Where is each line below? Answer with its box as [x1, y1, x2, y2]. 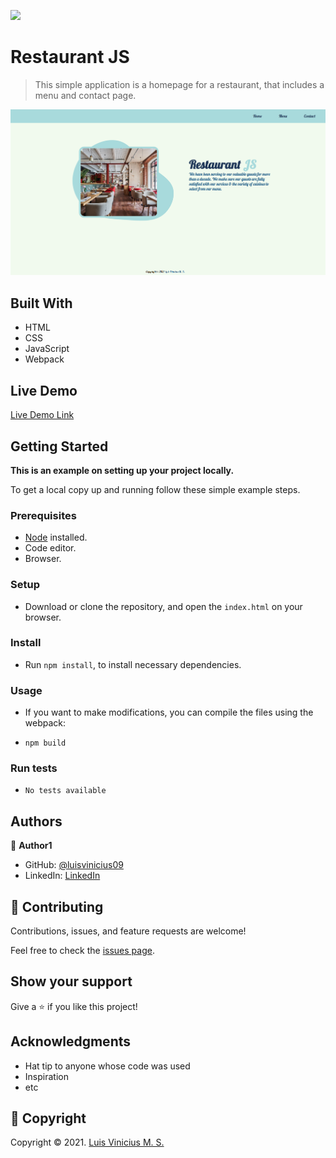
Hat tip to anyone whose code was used [24, 1060, 191, 1072]
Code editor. [24, 542, 77, 554]
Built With [10, 295, 73, 312]
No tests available [24, 786, 107, 796]
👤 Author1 [10, 840, 53, 852]
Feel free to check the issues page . [10, 945, 155, 957]
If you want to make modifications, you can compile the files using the [24, 706, 314, 719]
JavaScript [24, 343, 70, 355]
